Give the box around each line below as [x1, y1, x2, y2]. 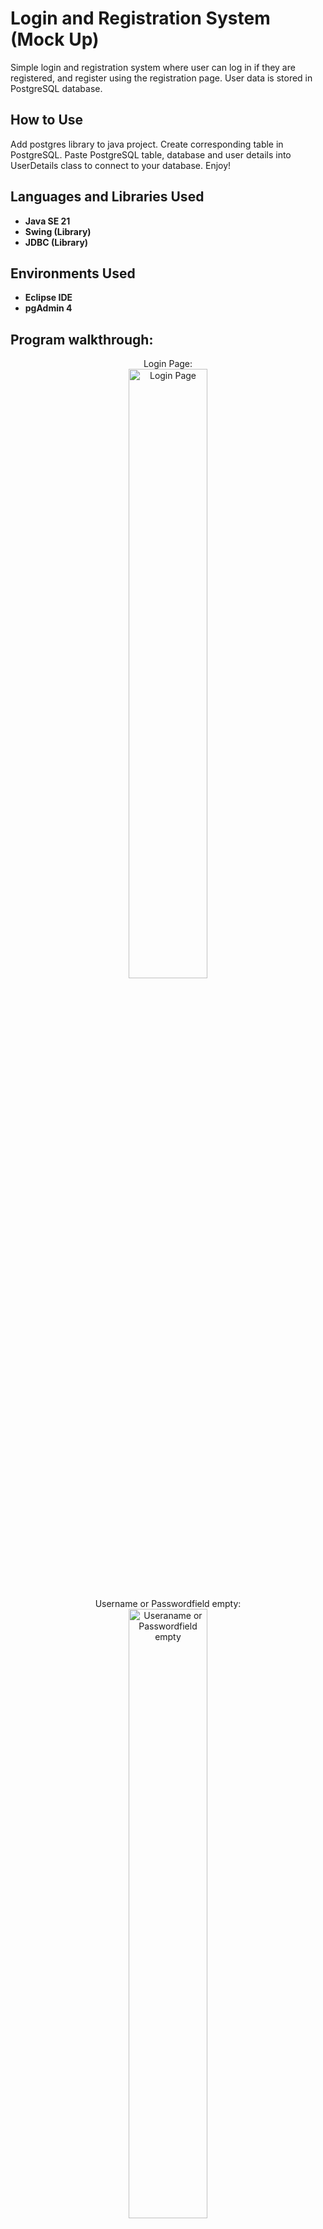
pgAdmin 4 [24, 302, 73, 314]
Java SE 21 [24, 215, 71, 227]
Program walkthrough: [10, 331, 154, 348]
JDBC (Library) [24, 236, 89, 248]
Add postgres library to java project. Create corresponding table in [10, 138, 284, 150]
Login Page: [143, 358, 193, 370]
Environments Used [10, 265, 136, 282]
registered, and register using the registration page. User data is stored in [10, 72, 313, 84]
